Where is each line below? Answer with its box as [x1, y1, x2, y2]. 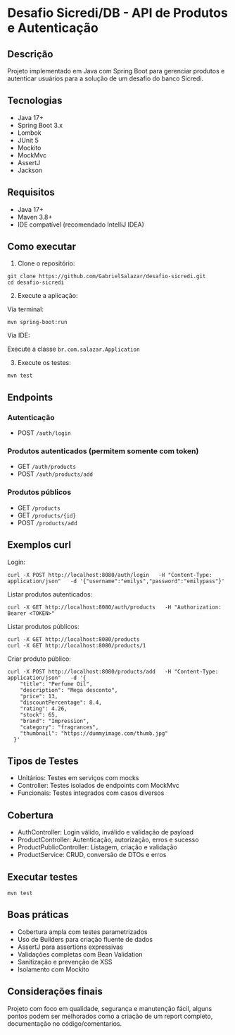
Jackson [17, 166, 43, 174]
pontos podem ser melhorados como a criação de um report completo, [7, 1012, 213, 1020]
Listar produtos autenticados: [7, 590, 93, 598]
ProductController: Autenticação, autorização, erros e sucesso [17, 835, 199, 844]
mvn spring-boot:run [7, 319, 68, 326]
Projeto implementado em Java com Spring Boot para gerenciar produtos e [7, 67, 225, 75]
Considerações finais [7, 986, 103, 998]
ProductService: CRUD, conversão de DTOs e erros [17, 851, 167, 859]
